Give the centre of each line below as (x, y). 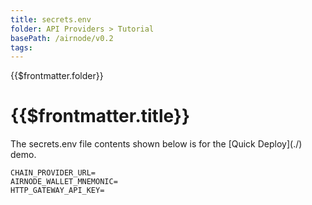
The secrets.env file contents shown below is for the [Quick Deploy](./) (156, 144)
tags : (21, 47)
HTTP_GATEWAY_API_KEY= (57, 191)
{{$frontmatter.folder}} (57, 76)
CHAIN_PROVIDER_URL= (53, 173)
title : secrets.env (51, 19)
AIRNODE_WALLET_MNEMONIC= (64, 182)
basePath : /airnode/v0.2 (62, 38)
